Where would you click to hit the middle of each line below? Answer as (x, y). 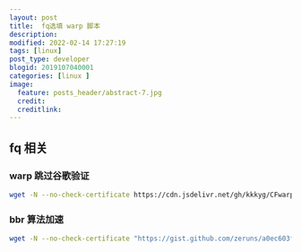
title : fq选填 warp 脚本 (55, 26)
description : (34, 34)
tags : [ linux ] (36, 51)
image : (21, 84)
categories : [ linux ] (50, 76)
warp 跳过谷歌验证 (49, 176)
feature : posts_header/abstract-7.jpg (90, 92)
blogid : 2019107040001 (52, 68)
